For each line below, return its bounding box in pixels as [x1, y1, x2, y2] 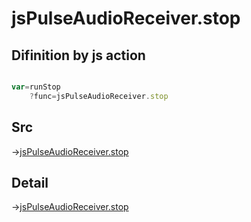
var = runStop [11, 82, 61, 92]
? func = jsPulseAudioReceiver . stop [29, 91, 169, 101]
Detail [11, 174, 49, 191]
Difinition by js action [11, 47, 146, 64]
